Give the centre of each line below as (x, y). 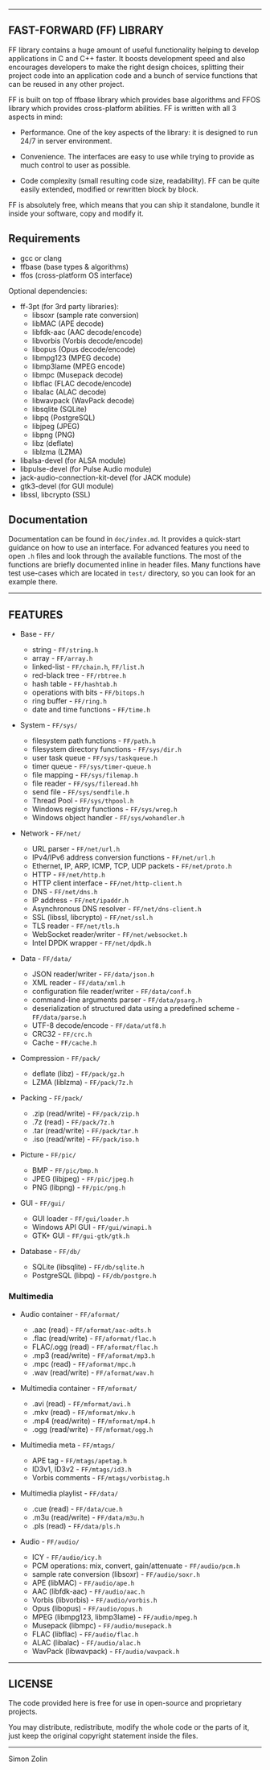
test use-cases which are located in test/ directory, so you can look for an (132, 573)
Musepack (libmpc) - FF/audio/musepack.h (102, 1625)
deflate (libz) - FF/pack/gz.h (78, 1074)
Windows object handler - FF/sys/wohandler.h (108, 818)
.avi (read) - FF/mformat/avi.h (81, 1403)
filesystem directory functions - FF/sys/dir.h (107, 749)
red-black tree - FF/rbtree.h (79, 675)
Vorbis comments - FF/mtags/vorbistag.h (101, 1477)
